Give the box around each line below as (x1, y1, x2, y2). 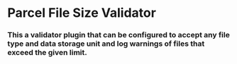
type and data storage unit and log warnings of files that (7, 39, 205, 49)
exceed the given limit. (7, 48, 87, 58)
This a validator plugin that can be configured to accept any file (7, 30, 231, 40)
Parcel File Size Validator (7, 5, 156, 21)
